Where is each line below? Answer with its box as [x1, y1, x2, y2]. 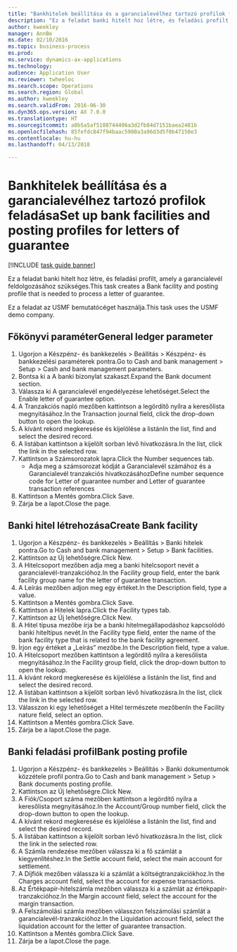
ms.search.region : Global [8, 89, 84, 96]
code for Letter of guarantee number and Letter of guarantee [28, 477, 206, 485]
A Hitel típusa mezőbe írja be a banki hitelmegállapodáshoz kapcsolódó [18, 620, 226, 629]
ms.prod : [8, 50, 34, 57]
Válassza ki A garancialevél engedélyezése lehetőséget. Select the [18, 387, 210, 395]
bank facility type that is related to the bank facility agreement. [18, 635, 200, 644]
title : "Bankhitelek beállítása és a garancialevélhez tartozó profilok [8, 10, 226, 18]
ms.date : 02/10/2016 [8, 37, 69, 44]
